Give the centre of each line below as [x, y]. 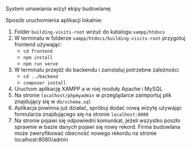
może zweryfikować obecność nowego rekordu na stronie [85, 133]
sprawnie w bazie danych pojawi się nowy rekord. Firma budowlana [97, 127]
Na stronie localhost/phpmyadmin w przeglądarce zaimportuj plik [93, 95]
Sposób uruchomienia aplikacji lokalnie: [54, 20]
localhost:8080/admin [41, 139]
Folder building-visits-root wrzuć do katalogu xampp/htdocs [90, 32]
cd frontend [38, 51]
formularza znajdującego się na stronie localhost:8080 [81, 114]
